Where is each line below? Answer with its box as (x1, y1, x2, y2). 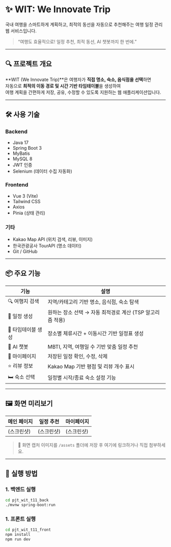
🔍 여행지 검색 (8, 297, 39, 305)
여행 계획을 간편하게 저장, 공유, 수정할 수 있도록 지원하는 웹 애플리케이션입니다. (5, 89, 161, 95)
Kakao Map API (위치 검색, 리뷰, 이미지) (12, 236, 93, 242)
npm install (5, 532, 31, 537)
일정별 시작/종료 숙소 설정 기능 (47, 374, 116, 381)
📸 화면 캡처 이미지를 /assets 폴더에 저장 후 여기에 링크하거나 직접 (17, 442, 148, 448)
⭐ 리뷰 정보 (8, 362, 33, 369)
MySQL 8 (12, 156, 33, 162)
